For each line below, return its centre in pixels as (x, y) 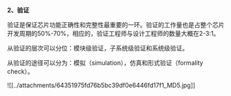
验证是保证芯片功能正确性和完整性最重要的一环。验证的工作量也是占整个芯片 (116, 25)
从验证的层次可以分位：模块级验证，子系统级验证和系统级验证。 (98, 48)
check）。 (21, 71)
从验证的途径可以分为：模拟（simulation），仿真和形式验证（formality (105, 63)
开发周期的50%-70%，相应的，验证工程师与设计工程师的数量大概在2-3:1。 (113, 33)
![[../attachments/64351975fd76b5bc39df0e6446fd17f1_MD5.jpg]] (101, 85)
